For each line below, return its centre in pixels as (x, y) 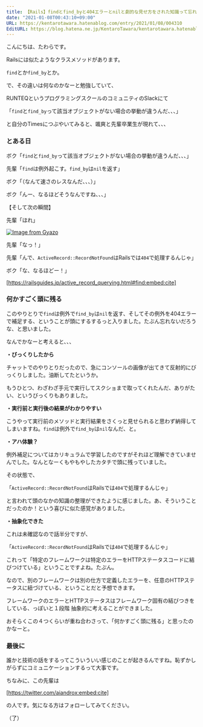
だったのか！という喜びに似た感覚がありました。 (67, 508)
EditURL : (17, 29)
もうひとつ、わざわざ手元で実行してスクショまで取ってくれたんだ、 (90, 388)
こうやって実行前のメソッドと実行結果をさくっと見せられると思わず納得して (101, 421)
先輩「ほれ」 (22, 220)
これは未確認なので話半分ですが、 (49, 534)
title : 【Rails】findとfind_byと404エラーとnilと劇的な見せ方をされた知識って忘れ (102, 12)
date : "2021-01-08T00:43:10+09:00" (51, 18)
